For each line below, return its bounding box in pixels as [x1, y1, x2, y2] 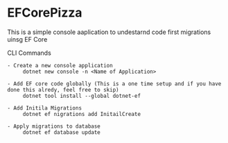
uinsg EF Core [7, 35, 48, 43]
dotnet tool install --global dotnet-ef [22, 92, 141, 99]
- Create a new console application [7, 62, 113, 69]
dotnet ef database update [22, 128, 100, 136]
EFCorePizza [7, 5, 82, 21]
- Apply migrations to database [7, 123, 100, 130]
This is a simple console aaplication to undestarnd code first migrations [7, 28, 211, 36]
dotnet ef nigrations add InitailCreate [22, 110, 141, 117]
